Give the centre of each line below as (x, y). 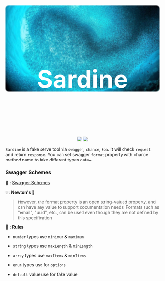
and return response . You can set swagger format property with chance (77, 154)
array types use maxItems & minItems (49, 256)
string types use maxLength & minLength (53, 246)
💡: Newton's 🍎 (20, 192)
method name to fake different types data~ (49, 160)
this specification (35, 218)
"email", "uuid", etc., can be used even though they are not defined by (88, 213)
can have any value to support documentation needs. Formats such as (88, 207)
